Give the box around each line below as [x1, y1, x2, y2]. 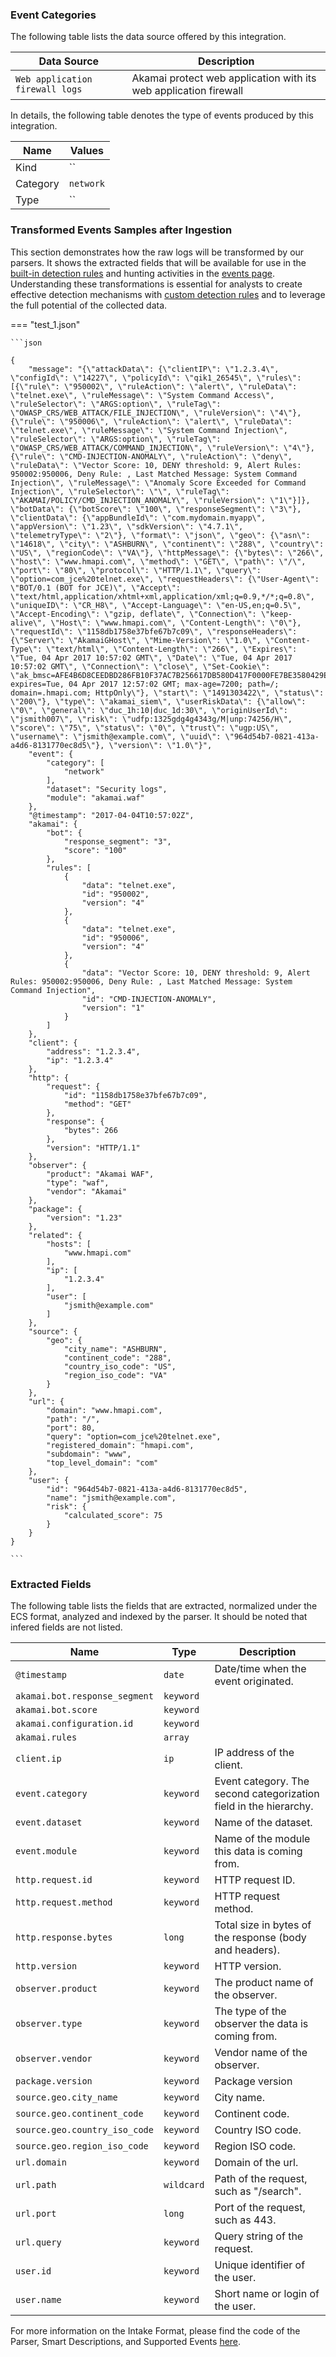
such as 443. [214, 2213, 277, 2227]
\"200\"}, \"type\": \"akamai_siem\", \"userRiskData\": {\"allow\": [10, 696, 307, 707]
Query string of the [214, 2229, 304, 2243]
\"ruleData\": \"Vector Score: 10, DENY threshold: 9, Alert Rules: [10, 460, 302, 470]
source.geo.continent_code [15, 2108, 144, 2119]
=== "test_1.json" [10, 318, 81, 330]
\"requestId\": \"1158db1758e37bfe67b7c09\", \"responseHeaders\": [10, 626, 298, 637]
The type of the [214, 2004, 287, 2018]
